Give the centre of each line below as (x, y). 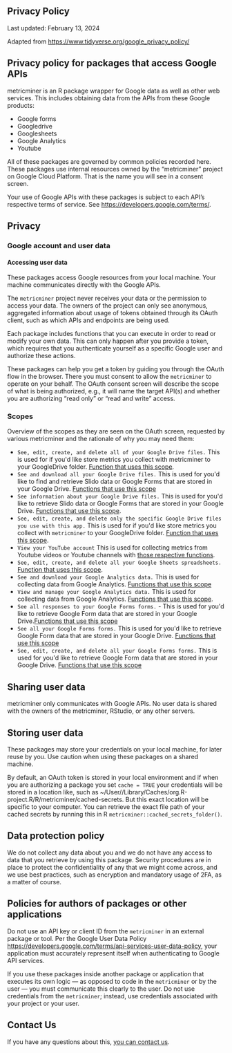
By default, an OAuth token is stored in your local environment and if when (113, 778)
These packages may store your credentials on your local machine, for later (115, 749)
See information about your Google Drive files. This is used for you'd (120, 496)
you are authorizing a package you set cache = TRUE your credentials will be (115, 785)
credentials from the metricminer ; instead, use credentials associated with (113, 996)
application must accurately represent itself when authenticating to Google (113, 953)
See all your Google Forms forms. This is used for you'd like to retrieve (119, 628)
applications (35, 914)
